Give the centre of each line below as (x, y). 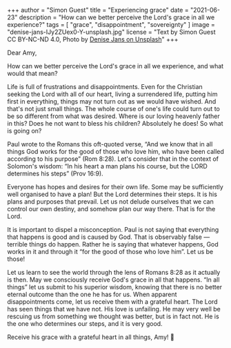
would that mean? (32, 73)
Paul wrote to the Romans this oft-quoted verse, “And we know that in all (110, 144)
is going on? (24, 131)
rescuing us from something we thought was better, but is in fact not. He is (113, 316)
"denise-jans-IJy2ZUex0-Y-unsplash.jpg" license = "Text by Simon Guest (111, 32)
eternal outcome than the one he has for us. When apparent (92, 294)
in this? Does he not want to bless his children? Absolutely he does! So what (115, 123)
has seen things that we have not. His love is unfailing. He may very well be (114, 309)
